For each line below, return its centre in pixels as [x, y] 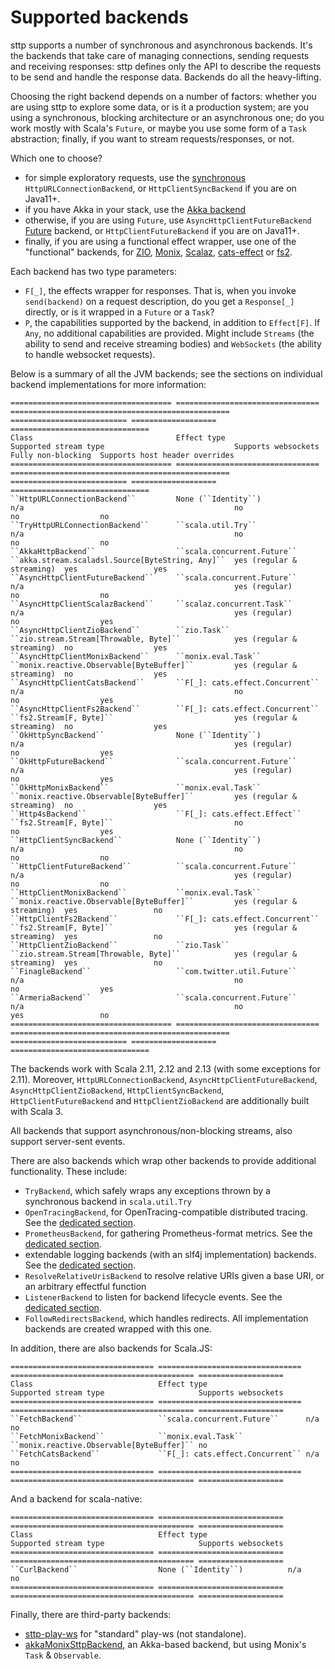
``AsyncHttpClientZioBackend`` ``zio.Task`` [120, 630]
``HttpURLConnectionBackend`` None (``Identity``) [136, 499]
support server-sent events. [68, 1141]
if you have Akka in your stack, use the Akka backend [135, 209]
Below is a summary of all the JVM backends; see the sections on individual [166, 373]
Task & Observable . [63, 1655]
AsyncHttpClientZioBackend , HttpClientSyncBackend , [117, 1090]
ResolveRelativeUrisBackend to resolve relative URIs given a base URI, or [174, 1275]
